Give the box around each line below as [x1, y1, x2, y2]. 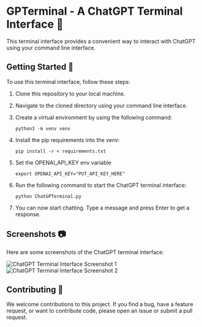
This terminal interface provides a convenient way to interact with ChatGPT [6, 37, 196, 45]
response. [15, 210, 41, 218]
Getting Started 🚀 [6, 62, 74, 72]
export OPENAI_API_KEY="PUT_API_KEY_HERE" [15, 170, 125, 177]
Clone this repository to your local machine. [15, 90, 125, 97]
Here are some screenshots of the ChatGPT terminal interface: [6, 248, 164, 255]
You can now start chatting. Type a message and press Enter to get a [15, 204, 190, 211]
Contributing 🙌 [6, 284, 64, 295]
